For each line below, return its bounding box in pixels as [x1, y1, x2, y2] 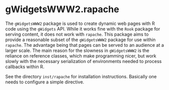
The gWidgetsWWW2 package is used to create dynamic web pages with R [5, 20, 155, 26]
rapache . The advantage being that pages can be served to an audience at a [5, 42, 164, 48]
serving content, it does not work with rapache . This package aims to [5, 31, 149, 37]
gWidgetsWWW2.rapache [5, 4, 119, 15]
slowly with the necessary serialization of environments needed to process [5, 58, 162, 64]
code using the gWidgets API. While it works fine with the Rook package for [5, 25, 160, 32]
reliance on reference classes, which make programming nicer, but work [5, 52, 156, 59]
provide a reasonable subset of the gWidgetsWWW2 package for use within [5, 37, 156, 43]
